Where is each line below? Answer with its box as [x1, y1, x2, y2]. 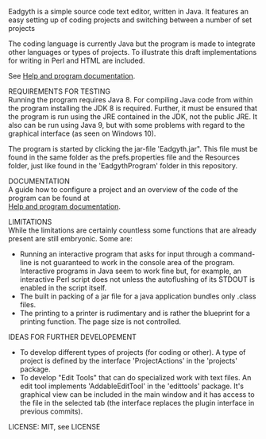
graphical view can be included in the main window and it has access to [19, 390, 256, 399]
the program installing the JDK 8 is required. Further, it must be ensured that [8, 103, 258, 113]
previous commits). [19, 406, 83, 416]
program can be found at [8, 194, 90, 202]
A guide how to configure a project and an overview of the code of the [8, 185, 238, 194]
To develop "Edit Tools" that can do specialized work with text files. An [19, 373, 252, 382]
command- [218, 249, 256, 259]
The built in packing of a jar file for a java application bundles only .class [19, 291, 256, 301]
